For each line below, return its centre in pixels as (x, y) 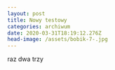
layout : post (26, 14)
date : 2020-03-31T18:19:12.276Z (54, 33)
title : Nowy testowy (38, 20)
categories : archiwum (39, 26)
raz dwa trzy (26, 59)
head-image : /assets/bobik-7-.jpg (58, 40)
